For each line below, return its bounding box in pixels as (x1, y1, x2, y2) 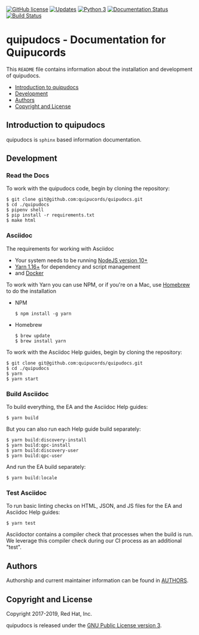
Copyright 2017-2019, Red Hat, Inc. (6, 610, 93, 617)
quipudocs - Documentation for (6, 33, 166, 47)
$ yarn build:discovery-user (6, 447, 79, 454)
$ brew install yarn (14, 338, 66, 344)
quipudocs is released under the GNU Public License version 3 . (6, 621, 163, 629)
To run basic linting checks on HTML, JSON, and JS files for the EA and (6, 502, 182, 510)
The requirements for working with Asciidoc (6, 245, 115, 252)
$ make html (6, 218, 36, 224)
